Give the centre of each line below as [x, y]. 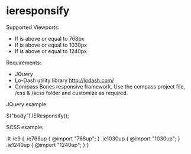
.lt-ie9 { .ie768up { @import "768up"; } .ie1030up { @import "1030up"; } [93, 138]
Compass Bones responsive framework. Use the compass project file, [100, 86]
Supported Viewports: [33, 27]
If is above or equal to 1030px [51, 45]
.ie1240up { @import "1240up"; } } [48, 145]
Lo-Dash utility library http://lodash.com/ [64, 80]
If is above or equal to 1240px [51, 51]
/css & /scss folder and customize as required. [71, 93]
